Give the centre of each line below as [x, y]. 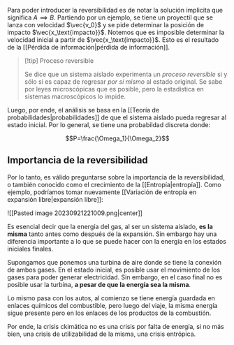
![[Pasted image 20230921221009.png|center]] [75, 213]
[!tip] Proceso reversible [59, 61]
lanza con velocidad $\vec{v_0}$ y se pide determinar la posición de [106, 25]
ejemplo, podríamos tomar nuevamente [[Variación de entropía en [102, 192]
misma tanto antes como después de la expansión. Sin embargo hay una [112, 234]
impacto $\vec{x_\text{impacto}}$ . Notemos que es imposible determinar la [116, 32]
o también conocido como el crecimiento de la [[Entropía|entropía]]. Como [114, 184]
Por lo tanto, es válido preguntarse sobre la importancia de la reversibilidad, [116, 177]
